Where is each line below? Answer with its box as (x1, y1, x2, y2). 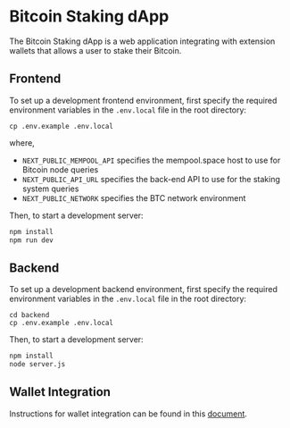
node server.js (9, 360, 66, 369)
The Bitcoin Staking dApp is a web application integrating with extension (9, 36, 276, 46)
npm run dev (9, 235, 54, 245)
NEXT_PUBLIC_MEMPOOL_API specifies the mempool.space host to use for (21, 155, 281, 165)
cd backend (9, 311, 50, 320)
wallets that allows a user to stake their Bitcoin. (9, 45, 182, 55)
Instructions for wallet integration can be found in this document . (9, 408, 248, 419)
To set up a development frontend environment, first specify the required (9, 95, 278, 105)
